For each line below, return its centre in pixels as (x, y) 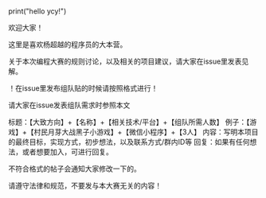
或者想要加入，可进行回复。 (67, 152)
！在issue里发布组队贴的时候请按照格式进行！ (83, 88)
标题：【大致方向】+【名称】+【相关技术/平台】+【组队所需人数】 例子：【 (129, 122)
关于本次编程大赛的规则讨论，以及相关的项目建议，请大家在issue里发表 (125, 61)
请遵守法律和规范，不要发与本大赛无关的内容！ (85, 186)
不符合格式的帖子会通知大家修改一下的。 (74, 169)
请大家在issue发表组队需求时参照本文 (69, 105)
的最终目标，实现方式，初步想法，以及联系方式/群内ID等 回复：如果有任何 (129, 142)
